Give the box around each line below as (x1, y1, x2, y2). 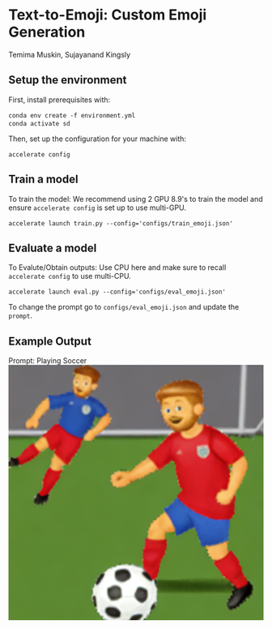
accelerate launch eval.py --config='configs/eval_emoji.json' (8, 288, 227, 297)
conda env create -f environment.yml (8, 111, 136, 119)
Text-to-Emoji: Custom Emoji (8, 6, 207, 24)
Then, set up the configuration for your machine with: (8, 134, 187, 143)
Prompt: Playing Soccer (8, 356, 87, 366)
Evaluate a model (8, 241, 97, 255)
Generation (8, 23, 86, 41)
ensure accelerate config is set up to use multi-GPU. (8, 203, 186, 212)
